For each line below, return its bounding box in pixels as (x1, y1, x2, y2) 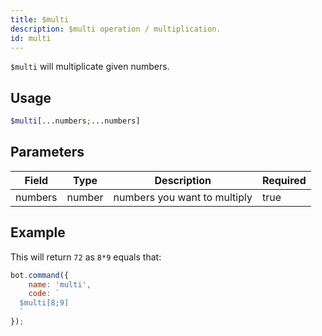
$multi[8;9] (19, 298, 70, 308)
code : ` (28, 289, 60, 299)
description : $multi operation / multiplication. (10, 24, 222, 34)
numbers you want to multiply (113, 190, 253, 204)
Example (10, 224, 66, 241)
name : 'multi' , (28, 279, 92, 290)
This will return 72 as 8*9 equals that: (10, 251, 162, 263)
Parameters (10, 144, 85, 161)
